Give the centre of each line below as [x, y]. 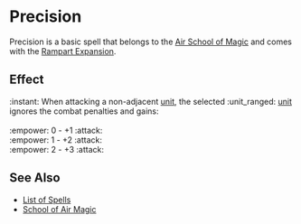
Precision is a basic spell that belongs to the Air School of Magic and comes [150, 42]
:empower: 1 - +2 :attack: [56, 140]
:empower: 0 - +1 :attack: [56, 130]
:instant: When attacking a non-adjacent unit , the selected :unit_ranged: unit [150, 101]
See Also [35, 178]
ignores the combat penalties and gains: [84, 111]
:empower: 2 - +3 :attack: [57, 149]
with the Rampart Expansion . [63, 51]
